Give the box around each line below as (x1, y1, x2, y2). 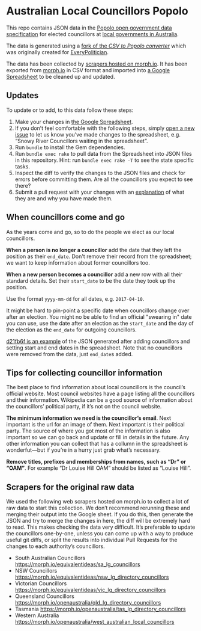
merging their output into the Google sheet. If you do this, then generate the (6, 511, 194, 518)
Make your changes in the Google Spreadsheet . (14, 118, 133, 125)
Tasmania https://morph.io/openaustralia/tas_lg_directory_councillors (14, 606, 186, 613)
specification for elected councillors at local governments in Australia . (6, 30, 179, 37)
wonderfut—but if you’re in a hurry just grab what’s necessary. (6, 446, 161, 454)
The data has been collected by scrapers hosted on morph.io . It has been (6, 60, 188, 67)
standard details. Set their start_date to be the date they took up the (6, 277, 176, 284)
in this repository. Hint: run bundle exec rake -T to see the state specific (14, 156, 194, 164)
